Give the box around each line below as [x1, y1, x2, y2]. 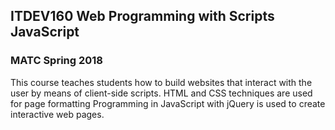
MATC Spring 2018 [10, 54, 104, 68]
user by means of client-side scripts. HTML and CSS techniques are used [10, 87, 313, 99]
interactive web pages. [10, 108, 105, 120]
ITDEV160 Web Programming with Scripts [10, 8, 275, 25]
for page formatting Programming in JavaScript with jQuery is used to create [10, 97, 326, 109]
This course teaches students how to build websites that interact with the [10, 76, 313, 88]
